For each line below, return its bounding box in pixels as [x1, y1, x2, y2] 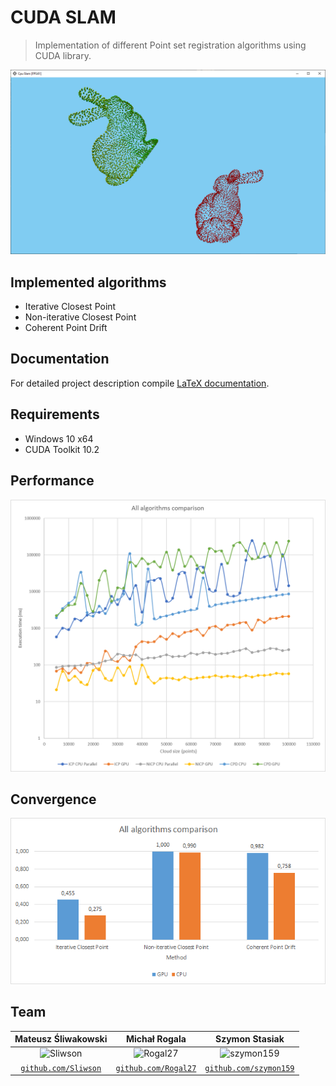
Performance [10, 472, 95, 490]
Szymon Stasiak [214, 1033, 285, 1045]
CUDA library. [34, 49, 92, 61]
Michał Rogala [125, 1033, 187, 1045]
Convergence [10, 791, 97, 808]
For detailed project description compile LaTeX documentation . [10, 377, 270, 389]
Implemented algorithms [10, 274, 167, 291]
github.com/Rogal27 [115, 1063, 197, 1073]
